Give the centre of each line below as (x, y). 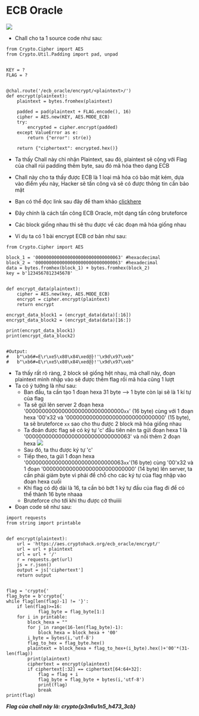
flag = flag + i (58, 674)
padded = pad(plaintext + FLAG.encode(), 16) (74, 112)
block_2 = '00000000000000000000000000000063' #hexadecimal (82, 263)
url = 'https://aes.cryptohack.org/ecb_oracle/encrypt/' (89, 544)
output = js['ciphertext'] (50, 570)
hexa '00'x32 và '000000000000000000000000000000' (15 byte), (107, 417)
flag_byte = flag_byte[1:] (71, 612)
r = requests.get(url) (45, 559)
